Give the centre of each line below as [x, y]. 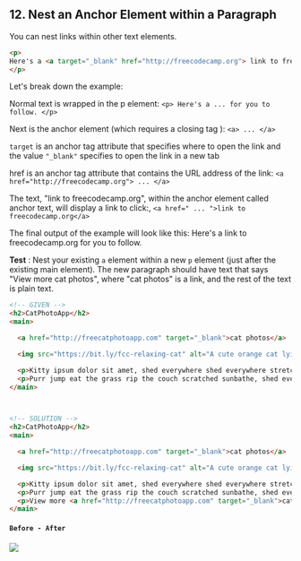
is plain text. [31, 289]
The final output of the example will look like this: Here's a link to [128, 233]
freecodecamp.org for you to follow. [76, 243]
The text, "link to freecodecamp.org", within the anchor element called [139, 199]
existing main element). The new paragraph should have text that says [139, 270]
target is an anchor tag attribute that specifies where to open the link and [145, 146]
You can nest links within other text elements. [93, 36]
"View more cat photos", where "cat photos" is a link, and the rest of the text [150, 279]
